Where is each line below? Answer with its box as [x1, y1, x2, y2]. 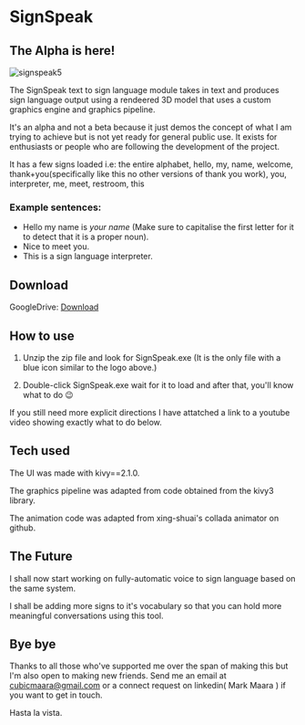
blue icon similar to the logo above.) [22, 362, 158, 373]
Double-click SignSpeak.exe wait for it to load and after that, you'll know [22, 379, 294, 390]
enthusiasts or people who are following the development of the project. [9, 142, 280, 152]
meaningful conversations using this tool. [9, 610, 164, 621]
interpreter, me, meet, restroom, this [9, 178, 145, 189]
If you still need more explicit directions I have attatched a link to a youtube [9, 406, 290, 417]
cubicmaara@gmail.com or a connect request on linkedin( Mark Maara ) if [9, 680, 287, 691]
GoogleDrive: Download [9, 301, 99, 312]
